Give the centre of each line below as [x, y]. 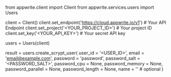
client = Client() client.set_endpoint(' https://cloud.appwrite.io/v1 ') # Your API [86, 23]
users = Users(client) [28, 43]
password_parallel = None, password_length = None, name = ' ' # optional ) [84, 69]
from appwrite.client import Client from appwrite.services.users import [80, 7]
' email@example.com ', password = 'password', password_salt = [73, 58]
